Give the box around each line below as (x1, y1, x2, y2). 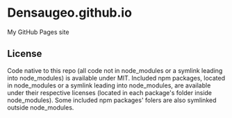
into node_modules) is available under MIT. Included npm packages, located (7, 74, 226, 82)
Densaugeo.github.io (7, 5, 132, 21)
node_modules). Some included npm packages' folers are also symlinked (7, 96, 217, 104)
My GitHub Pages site (7, 28, 69, 36)
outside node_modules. (7, 103, 74, 112)
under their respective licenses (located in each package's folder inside (7, 88, 213, 96)
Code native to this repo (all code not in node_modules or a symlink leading (7, 66, 223, 74)
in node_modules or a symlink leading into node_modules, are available (7, 81, 211, 90)
